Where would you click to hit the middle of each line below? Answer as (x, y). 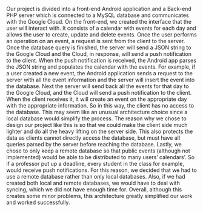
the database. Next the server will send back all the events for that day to (98, 86)
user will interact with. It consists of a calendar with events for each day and (101, 28)
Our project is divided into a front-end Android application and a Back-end (99, 9)
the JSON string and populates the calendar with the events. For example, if (101, 67)
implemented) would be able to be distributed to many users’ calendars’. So (101, 157)
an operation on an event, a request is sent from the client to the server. (96, 41)
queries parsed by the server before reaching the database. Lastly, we (94, 144)
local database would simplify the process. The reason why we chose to (96, 118)
